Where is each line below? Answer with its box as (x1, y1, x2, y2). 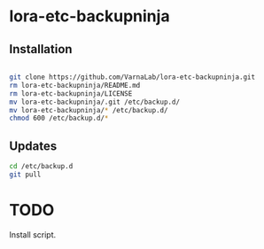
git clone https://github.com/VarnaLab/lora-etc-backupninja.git (9, 73, 255, 82)
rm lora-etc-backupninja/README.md (9, 81, 141, 89)
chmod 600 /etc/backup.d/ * (9, 113, 109, 123)
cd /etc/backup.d (9, 162, 74, 171)
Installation (9, 42, 73, 57)
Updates (9, 138, 58, 153)
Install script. (9, 229, 57, 240)
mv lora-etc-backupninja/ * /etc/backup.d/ (9, 105, 168, 114)
